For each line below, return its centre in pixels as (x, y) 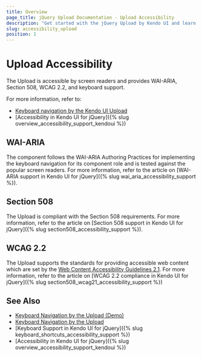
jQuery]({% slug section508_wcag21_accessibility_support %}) (85, 282)
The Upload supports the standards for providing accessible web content (98, 263)
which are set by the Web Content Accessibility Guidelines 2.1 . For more (96, 269)
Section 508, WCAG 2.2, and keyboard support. (66, 88)
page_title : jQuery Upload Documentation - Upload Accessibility (90, 18)
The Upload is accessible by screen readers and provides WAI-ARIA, (92, 81)
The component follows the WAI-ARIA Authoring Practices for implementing (101, 157)
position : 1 (21, 34)
